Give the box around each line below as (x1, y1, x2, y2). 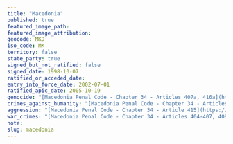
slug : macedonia (7, 126, 54, 133)
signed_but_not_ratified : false (7, 62, 101, 69)
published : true (7, 17, 54, 24)
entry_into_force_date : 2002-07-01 (7, 81, 110, 88)
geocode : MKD (7, 36, 45, 43)
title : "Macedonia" (7, 10, 64, 17)
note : (7, 119, 23, 127)
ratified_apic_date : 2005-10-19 (7, 87, 101, 94)
